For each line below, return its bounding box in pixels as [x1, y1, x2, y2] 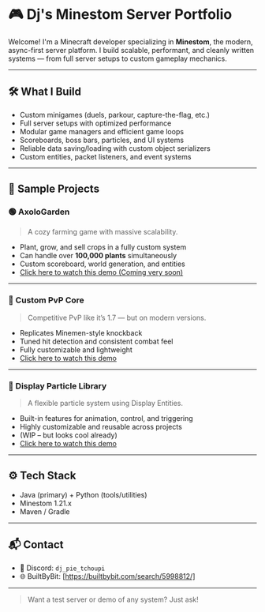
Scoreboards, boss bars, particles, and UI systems [19, 135, 184, 145]
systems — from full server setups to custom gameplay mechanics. [8, 54, 227, 63]
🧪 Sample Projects [8, 182, 100, 196]
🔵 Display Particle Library [8, 380, 107, 391]
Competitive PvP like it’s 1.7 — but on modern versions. [27, 313, 207, 322]
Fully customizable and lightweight [19, 344, 132, 355]
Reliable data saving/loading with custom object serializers [19, 143, 211, 153]
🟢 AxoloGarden [8, 206, 70, 217]
